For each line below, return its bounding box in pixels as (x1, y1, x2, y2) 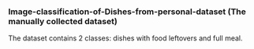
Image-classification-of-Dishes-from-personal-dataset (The (8, 6, 246, 17)
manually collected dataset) (8, 16, 118, 26)
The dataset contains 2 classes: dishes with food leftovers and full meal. (8, 33, 243, 43)
